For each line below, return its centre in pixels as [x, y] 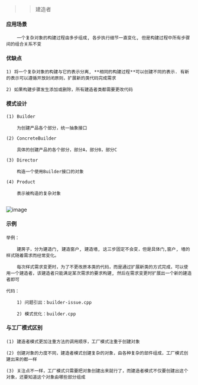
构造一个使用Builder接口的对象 [50, 172]
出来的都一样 [24, 360]
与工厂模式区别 [24, 328]
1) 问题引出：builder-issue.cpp [54, 302]
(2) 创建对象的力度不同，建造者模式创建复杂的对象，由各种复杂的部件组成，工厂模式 [95, 353]
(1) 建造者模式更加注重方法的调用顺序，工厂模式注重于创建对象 [73, 342]
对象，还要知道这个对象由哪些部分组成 [46, 377]
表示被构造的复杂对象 [39, 193]
